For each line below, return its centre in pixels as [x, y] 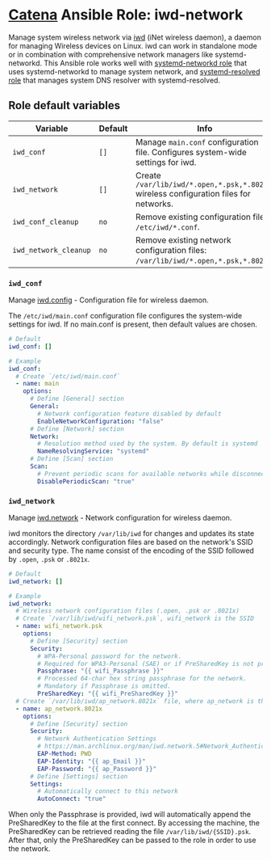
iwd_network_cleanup [52, 250]
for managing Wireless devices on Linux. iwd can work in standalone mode [133, 45]
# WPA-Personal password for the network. [110, 656]
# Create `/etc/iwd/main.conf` [68, 376]
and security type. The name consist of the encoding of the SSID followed [131, 550]
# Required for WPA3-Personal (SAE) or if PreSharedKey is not [146, 664]
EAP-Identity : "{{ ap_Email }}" [92, 761]
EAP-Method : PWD [65, 754]
